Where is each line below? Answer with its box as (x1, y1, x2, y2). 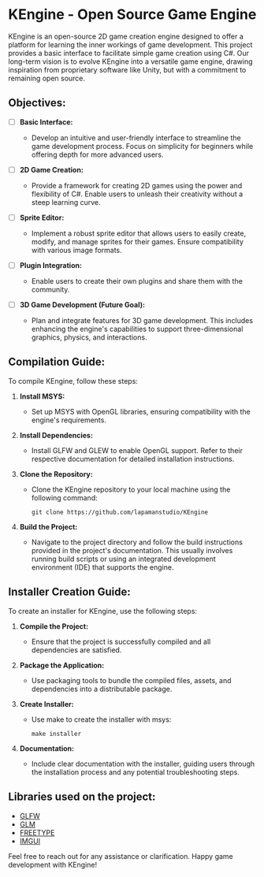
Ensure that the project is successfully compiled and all (31, 637, 211, 646)
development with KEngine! (8, 860, 97, 869)
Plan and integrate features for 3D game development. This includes (31, 316, 254, 325)
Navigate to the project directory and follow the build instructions (31, 537, 243, 547)
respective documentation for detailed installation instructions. (31, 454, 235, 463)
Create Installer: (19, 699, 74, 708)
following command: (31, 492, 98, 502)
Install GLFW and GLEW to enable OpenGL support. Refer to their (31, 445, 243, 455)
